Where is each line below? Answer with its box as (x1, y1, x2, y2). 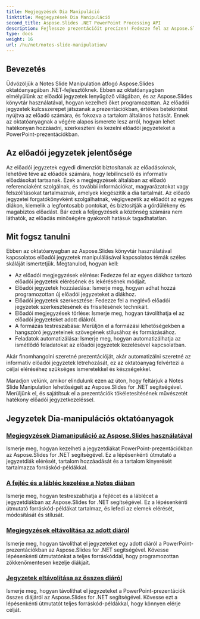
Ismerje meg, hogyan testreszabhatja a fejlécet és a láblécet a (6, 493, 158, 500)
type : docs (6, 31, 33, 37)
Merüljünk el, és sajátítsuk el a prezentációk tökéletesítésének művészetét (6, 390, 188, 397)
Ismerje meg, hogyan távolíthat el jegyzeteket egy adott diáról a (6, 540, 162, 547)
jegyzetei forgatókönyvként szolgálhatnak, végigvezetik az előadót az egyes (6, 195, 193, 203)
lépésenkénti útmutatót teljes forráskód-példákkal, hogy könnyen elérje (6, 600, 181, 607)
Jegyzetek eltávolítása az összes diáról (6, 574, 123, 582)
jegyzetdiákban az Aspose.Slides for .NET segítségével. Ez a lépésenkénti (6, 499, 187, 506)
